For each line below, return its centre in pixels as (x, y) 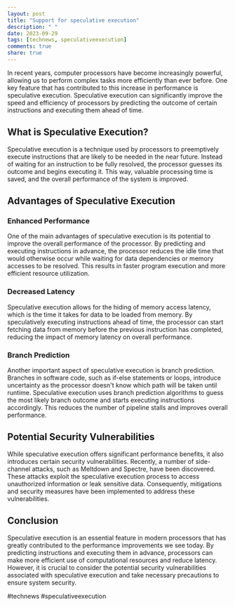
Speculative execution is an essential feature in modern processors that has (117, 538)
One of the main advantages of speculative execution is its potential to (109, 236)
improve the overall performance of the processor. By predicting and (106, 244)
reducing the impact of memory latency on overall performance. (100, 337)
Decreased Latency (41, 292)
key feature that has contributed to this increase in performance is (103, 88)
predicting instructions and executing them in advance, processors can (110, 552)
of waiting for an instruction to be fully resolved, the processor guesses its (115, 164)
